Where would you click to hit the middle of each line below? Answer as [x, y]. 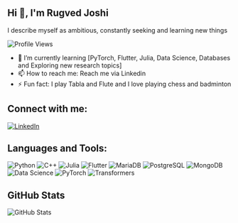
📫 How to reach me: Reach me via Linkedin [82, 73]
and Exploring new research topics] [70, 65]
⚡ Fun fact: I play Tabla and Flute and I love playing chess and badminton [124, 84]
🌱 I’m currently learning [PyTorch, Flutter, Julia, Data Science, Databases [124, 58]
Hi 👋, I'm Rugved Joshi [58, 13]
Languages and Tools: [58, 149]
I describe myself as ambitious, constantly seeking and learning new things [118, 30]
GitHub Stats [36, 195]
